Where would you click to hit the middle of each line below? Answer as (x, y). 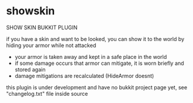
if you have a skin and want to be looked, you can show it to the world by (95, 39)
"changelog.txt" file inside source (47, 93)
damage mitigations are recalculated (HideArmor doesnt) (84, 76)
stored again (30, 69)
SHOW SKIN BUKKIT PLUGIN (42, 27)
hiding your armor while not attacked (51, 45)
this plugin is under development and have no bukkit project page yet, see (97, 87)
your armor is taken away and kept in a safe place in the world (91, 57)
